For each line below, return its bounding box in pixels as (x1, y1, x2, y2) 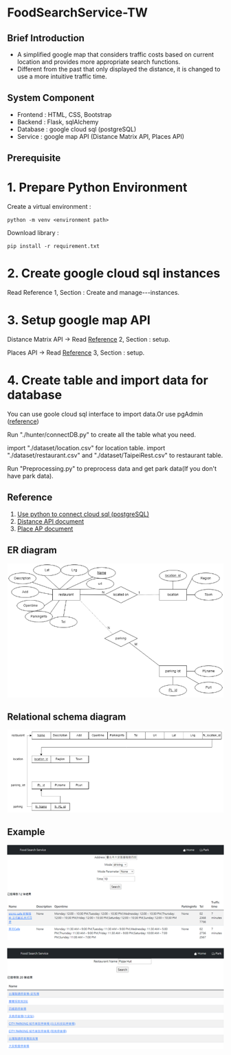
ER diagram (7, 544, 57, 556)
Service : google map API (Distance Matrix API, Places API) (16, 132, 184, 140)
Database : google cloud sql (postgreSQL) (16, 125, 137, 133)
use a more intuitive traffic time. (16, 72, 108, 80)
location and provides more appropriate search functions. (16, 58, 181, 66)
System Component (7, 92, 95, 104)
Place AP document (16, 524, 74, 533)
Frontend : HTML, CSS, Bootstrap (16, 110, 112, 118)
